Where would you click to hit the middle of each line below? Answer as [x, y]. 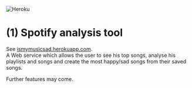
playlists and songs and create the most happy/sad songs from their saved [96, 61]
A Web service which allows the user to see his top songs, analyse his [91, 55]
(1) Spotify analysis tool [65, 33]
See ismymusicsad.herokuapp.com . [49, 49]
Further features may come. [40, 79]
